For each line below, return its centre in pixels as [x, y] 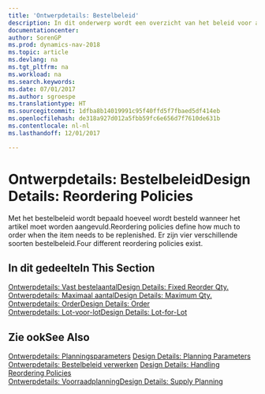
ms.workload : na [35, 74]
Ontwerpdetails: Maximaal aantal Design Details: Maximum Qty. [110, 295]
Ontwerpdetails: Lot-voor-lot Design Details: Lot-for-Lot [98, 313]
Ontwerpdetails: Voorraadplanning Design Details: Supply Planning [116, 381]
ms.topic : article [38, 52]
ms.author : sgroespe [42, 97]
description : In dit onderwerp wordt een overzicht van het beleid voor [130, 23]
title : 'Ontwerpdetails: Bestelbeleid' [74, 15]
